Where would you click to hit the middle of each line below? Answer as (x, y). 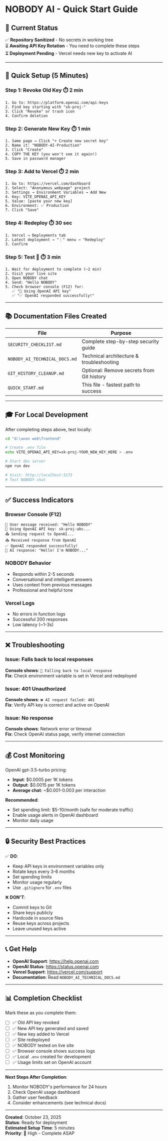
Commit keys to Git (32, 907)
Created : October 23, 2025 (33, 1117)
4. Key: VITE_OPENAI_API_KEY (35, 197)
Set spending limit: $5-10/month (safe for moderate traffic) (73, 810)
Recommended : (22, 800)
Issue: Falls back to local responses (49, 660)
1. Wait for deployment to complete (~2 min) (53, 269)
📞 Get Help (21, 949)
